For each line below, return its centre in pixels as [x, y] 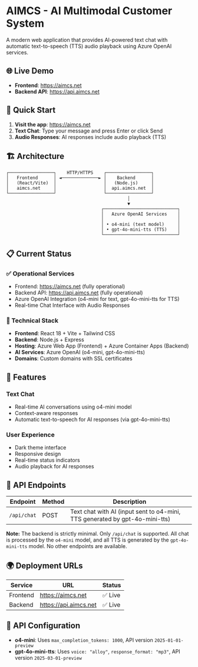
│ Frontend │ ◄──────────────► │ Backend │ [80, 178]
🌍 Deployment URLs [45, 566]
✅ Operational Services [40, 273]
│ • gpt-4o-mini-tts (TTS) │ [141, 230]
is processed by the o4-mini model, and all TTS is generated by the [88, 540]
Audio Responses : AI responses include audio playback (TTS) [90, 137]
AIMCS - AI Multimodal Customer [89, 11]
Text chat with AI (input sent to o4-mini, [125, 511]
